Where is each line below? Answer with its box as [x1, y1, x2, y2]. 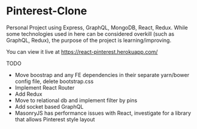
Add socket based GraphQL [14, 103, 84, 110]
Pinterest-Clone [6, 4, 87, 18]
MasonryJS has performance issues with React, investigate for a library [14, 109, 192, 116]
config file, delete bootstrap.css [14, 78, 94, 85]
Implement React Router [14, 84, 75, 91]
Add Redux [14, 90, 43, 97]
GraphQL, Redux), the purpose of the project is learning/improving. [6, 36, 172, 44]
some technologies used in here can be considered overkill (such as [6, 30, 175, 37]
